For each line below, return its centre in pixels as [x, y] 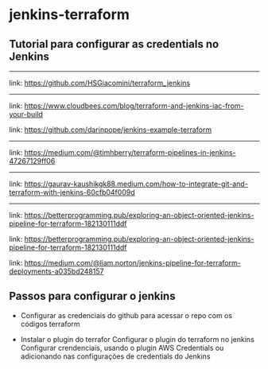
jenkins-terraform [70, 15]
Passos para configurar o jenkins [92, 296]
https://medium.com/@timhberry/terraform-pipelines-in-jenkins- [130, 152]
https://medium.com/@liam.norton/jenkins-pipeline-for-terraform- [132, 263]
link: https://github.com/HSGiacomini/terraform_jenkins [99, 83]
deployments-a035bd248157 [56, 271]
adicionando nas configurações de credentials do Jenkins [115, 356]
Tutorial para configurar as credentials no [114, 44]
